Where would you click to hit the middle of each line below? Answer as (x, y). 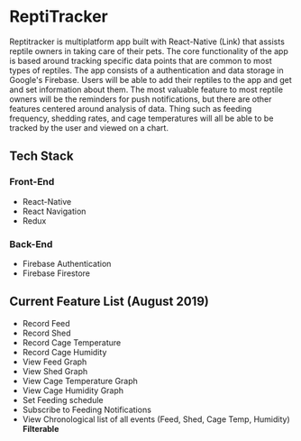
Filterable (41, 428)
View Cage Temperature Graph (80, 381)
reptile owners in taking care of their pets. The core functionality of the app (149, 51)
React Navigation (54, 211)
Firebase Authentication (67, 263)
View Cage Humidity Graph (73, 390)
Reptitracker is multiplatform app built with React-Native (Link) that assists (147, 41)
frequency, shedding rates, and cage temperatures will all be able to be (141, 118)
